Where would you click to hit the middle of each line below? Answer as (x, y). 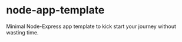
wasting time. (22, 32)
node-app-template (55, 10)
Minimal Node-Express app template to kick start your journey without (91, 26)
